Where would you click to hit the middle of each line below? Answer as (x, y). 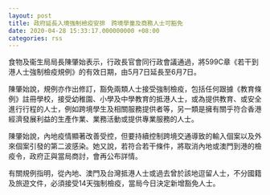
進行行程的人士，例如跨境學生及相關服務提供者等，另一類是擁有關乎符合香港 (135, 109)
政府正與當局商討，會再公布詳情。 (86, 156)
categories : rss (35, 38)
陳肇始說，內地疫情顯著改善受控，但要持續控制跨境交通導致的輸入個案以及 (131, 136)
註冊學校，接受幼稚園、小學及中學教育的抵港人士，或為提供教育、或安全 (142, 99)
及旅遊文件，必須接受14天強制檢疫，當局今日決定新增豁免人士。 (114, 183)
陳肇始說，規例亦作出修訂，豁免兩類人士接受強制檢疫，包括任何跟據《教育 (131, 89)
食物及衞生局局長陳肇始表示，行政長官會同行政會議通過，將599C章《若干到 (133, 62)
